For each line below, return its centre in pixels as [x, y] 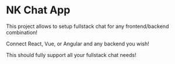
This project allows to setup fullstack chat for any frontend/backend [87, 26]
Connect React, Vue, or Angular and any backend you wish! [78, 44]
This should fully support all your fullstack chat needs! [71, 55]
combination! [22, 32]
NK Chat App [38, 10]
